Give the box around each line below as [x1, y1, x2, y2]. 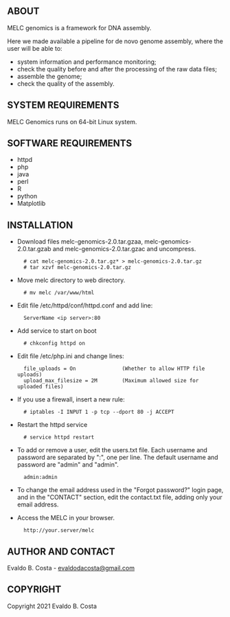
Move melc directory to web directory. [16, 276, 126, 284]
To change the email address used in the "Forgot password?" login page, [16, 486, 224, 494]
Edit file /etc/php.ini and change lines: [16, 352, 125, 360]
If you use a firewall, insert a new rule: [16, 395, 125, 404]
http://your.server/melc [23, 527, 95, 534]
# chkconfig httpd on [23, 340, 86, 347]
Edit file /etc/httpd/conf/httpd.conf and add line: [16, 301, 153, 310]
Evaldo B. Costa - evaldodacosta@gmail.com [7, 564, 135, 572]
